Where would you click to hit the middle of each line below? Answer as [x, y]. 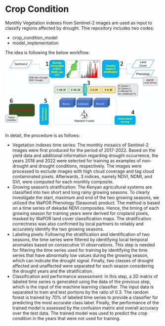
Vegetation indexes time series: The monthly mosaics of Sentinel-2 [81, 145]
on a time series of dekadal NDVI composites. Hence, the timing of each [86, 208]
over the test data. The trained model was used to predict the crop [80, 313]
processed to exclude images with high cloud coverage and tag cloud [83, 171]
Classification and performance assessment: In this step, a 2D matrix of [85, 277]
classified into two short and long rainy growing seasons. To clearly [81, 192]
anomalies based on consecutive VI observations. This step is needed [83, 245]
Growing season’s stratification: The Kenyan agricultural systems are [82, 187]
